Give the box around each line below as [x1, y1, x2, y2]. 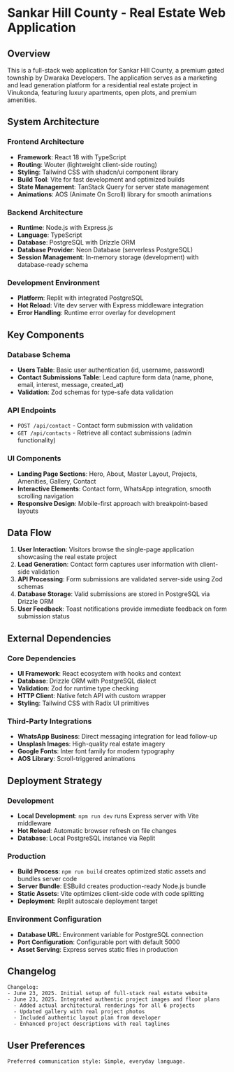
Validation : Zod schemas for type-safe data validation [17, 388, 174, 396]
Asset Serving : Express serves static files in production [17, 945, 178, 953]
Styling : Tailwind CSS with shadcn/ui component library [17, 168, 179, 176]
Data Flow [7, 526, 52, 539]
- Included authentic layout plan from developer [13, 1015, 161, 1022]
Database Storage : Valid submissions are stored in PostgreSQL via [17, 590, 210, 598]
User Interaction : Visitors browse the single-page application [17, 545, 194, 553]
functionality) [17, 436, 56, 444]
